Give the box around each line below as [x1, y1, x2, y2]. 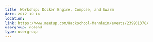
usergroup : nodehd [5, 25, 42, 30]
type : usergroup [5, 29, 38, 34]
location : [5, 16, 25, 21]
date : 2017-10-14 [5, 12, 40, 16]
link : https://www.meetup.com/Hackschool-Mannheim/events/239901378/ [5, 20, 149, 26]
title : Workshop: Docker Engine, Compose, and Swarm [5, 7, 114, 12]
